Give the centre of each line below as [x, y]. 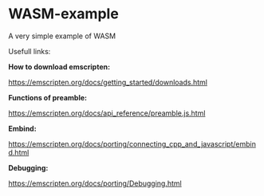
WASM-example [64, 14]
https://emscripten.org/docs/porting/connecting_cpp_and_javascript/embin [132, 143]
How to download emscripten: [59, 67]
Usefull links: [30, 51]
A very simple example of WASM [62, 36]
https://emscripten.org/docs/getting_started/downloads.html [108, 82]
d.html [19, 152]
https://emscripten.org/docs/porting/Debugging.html [95, 183]
